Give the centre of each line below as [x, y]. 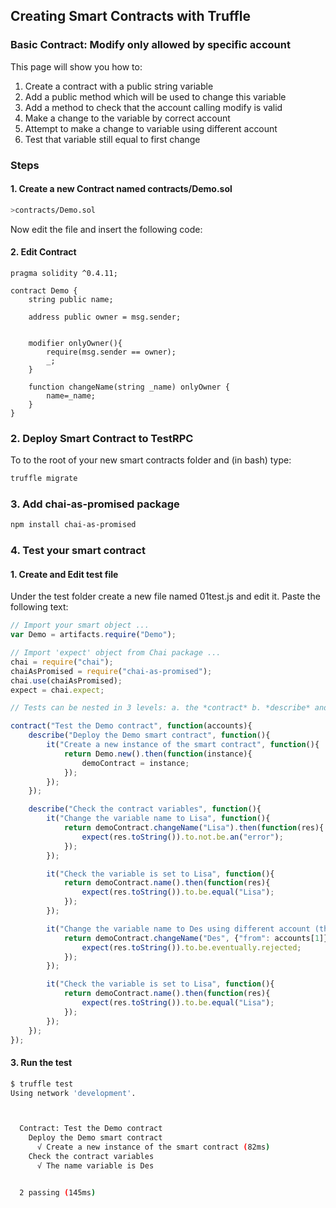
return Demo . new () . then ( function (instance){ [158, 754]
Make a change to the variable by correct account [127, 118]
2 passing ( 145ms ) [58, 1192]
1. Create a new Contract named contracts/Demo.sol [121, 189]
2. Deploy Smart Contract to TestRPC [102, 438]
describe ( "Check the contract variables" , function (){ [145, 809]
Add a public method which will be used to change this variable [155, 96]
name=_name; [71, 395]
